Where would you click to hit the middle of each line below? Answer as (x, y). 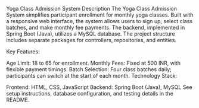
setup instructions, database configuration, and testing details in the (90, 93)
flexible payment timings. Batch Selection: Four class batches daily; (89, 69)
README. (18, 100)
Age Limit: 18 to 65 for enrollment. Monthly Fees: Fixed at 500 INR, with (93, 63)
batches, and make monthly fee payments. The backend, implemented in (96, 27)
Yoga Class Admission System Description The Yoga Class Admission (92, 9)
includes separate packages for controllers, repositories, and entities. (91, 40)
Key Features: (23, 52)
